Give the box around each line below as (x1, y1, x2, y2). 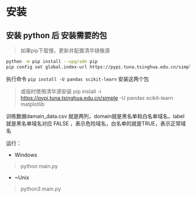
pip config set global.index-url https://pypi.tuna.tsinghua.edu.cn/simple (6, 64, 194, 70)
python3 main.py (20, 185, 61, 192)
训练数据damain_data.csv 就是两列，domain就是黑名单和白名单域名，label (6, 112, 185, 120)
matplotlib (20, 100, 45, 107)
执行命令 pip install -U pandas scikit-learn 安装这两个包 (6, 75, 149, 82)
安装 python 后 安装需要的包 (6, 30, 107, 40)
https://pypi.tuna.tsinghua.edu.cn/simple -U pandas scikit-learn (20, 94, 173, 101)
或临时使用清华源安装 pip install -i (20, 88, 101, 95)
